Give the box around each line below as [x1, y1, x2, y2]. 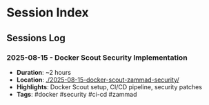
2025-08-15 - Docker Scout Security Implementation [6, 53, 188, 62]
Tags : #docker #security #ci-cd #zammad [16, 90, 137, 98]
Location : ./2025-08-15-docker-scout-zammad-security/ [16, 75, 180, 84]
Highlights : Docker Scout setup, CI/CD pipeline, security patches [16, 82, 203, 91]
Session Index [6, 5, 89, 21]
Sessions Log [6, 32, 66, 44]
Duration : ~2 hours [16, 68, 72, 76]
